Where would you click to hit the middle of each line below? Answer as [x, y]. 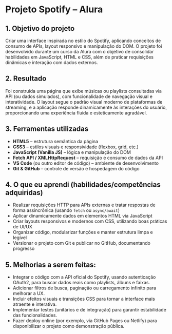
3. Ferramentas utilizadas [47, 129]
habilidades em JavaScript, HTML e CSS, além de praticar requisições [80, 57]
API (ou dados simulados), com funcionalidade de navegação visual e [79, 96]
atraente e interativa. [35, 304]
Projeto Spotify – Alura [54, 9]
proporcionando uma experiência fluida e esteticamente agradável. [76, 113]
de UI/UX [22, 227]
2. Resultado [26, 79]
